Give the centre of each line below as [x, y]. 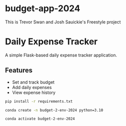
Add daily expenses [32, 87]
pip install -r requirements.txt [39, 101]
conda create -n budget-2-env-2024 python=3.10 [54, 110]
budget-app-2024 [43, 9]
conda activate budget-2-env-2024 [40, 119]
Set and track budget [33, 82]
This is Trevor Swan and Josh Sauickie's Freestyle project [63, 22]
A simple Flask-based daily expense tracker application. [61, 55]
